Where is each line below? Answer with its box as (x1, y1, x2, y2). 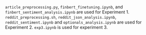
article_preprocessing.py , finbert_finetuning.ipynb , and (5, 4, 123, 10)
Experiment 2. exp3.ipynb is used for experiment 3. (5, 24, 108, 30)
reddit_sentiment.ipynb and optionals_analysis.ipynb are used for (5, 19, 142, 25)
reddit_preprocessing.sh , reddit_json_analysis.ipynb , (5, 14, 117, 20)
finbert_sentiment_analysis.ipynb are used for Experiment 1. (5, 9, 130, 15)
